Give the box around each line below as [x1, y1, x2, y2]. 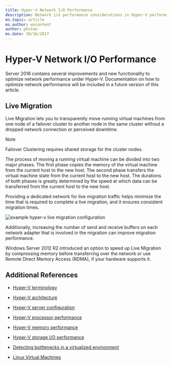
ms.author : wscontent [5, 22, 52, 27]
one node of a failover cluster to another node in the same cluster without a [5, 121, 164, 127]
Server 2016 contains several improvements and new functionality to [5, 70, 150, 76]
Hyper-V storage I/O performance [12, 334, 84, 340]
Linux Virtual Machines [12, 354, 61, 360]
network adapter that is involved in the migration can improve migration [5, 229, 156, 236]
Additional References [5, 271, 78, 280]
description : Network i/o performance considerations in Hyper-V [5, 12, 147, 17]
